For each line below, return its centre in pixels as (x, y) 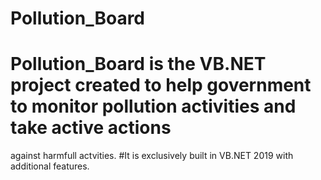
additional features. (50, 166)
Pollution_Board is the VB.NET (138, 64)
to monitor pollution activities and (153, 106)
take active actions (91, 128)
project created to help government (161, 85)
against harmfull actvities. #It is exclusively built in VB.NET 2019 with (152, 156)
